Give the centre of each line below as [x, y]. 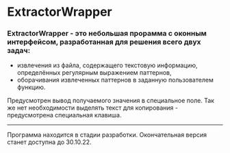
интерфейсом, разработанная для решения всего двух [104, 42]
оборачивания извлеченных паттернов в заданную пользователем [115, 80]
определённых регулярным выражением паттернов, [94, 73]
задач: [19, 51]
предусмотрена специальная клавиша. [64, 115]
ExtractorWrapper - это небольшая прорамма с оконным [107, 34]
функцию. [31, 87]
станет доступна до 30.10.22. [49, 142]
